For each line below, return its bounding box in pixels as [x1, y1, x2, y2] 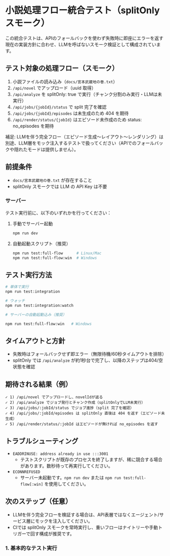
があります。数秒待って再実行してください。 [20, 463, 113, 469]
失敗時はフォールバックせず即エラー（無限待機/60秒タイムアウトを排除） [12, 351, 167, 357]
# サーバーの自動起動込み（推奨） [5, 312, 67, 317]
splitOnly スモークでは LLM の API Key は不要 [12, 183, 108, 189]
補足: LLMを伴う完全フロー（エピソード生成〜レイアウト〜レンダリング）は [5, 133, 164, 140]
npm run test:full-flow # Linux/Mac [12, 251, 102, 256]
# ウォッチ [5, 298, 25, 303]
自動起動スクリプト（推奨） [12, 240, 71, 247]
